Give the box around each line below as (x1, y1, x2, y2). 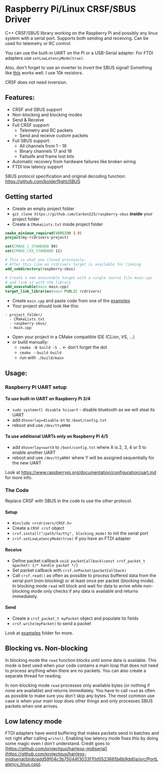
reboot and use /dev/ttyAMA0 (12, 422, 71, 428)
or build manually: (12, 339, 48, 345)
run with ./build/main (19, 355, 64, 361)
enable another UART (12, 449, 56, 455)
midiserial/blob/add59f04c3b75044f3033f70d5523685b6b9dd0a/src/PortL (5, 756, 158, 762)
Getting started (5, 192, 53, 201)
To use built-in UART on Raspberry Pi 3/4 (5, 396, 91, 402)
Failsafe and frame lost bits (19, 153, 74, 159)
